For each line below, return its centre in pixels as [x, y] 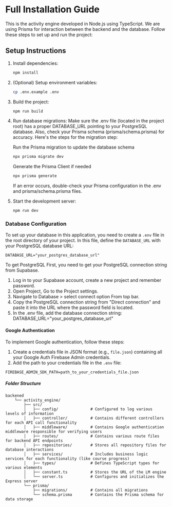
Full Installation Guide [53, 10]
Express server [22, 481]
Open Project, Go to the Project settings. [55, 291]
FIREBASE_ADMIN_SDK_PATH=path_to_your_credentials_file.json [72, 372]
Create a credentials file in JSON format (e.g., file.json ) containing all [88, 352]
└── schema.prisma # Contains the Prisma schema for [98, 495]
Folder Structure [23, 384]
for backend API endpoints [34, 441]
